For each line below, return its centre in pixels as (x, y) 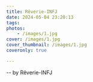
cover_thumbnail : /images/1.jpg (46, 45)
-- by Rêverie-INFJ (29, 72)
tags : (13, 23)
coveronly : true (26, 51)
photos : (16, 28)
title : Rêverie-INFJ (32, 12)
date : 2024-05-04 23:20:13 (40, 17)
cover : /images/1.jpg (33, 39)
